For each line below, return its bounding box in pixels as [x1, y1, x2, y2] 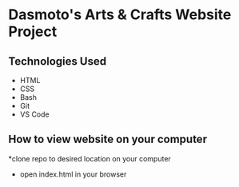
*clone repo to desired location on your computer [8, 153, 172, 163]
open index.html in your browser [19, 169, 127, 179]
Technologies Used [8, 54, 106, 68]
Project [8, 22, 58, 41]
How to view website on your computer [8, 133, 208, 146]
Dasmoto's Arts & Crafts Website [8, 6, 232, 24]
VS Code [19, 109, 50, 119]
